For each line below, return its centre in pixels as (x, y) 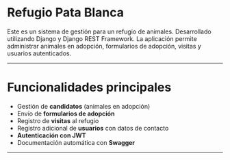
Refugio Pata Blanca (66, 13)
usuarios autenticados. (39, 53)
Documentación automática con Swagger (76, 142)
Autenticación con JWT (51, 135)
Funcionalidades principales (89, 88)
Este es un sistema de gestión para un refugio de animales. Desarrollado (109, 31)
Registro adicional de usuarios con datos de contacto (93, 128)
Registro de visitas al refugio (58, 120)
